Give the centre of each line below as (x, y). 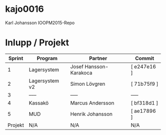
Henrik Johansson (91, 114)
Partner (98, 58)
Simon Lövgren (87, 84)
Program (47, 58)
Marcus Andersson (92, 103)
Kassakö (39, 103)
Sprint (16, 58)
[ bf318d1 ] (145, 103)
